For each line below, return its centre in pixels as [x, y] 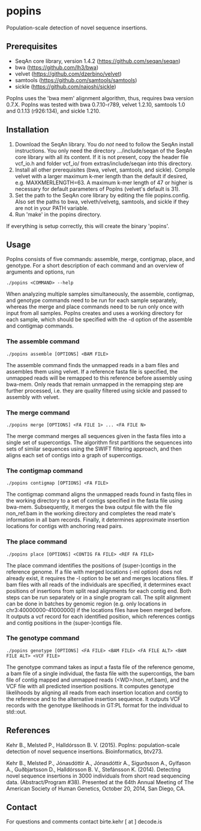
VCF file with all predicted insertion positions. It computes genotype [90, 686]
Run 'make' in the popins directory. [58, 214]
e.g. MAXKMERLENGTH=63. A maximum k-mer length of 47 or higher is [104, 182]
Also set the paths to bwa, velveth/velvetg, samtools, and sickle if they [102, 202]
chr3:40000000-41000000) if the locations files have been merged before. [99, 610]
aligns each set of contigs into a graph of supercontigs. [74, 455]
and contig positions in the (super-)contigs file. [64, 623]
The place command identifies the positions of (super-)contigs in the [91, 565]
